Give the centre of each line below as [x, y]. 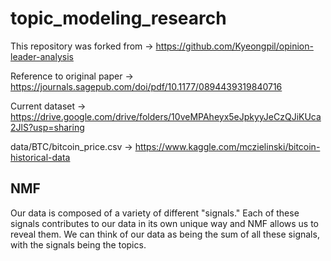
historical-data [40, 157]
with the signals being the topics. [78, 244]
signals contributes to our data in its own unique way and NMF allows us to [165, 223]
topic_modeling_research [118, 18]
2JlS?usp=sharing [47, 127]
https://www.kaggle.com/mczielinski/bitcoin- [227, 146]
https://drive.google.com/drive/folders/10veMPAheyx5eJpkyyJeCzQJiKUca [166, 116]
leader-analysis [42, 56]
